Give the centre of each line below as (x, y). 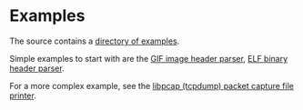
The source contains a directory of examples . (95, 41)
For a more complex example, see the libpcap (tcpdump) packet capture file (151, 85)
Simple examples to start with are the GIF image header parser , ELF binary (149, 58)
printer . (23, 95)
